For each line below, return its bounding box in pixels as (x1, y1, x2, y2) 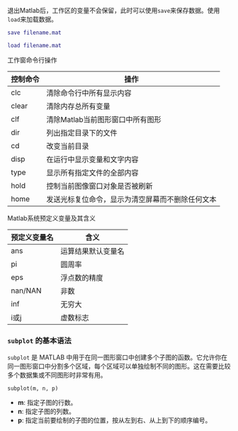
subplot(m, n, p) (7, 385, 59, 392)
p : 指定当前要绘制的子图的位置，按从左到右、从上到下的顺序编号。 (17, 416, 212, 425)
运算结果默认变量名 (60, 246, 125, 256)
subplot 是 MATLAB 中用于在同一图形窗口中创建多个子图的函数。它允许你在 (7, 353, 228, 362)
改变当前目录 (46, 141, 90, 151)
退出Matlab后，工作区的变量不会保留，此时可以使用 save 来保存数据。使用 (7, 6, 220, 14)
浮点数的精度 (60, 272, 104, 282)
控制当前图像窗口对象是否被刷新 (46, 181, 154, 191)
